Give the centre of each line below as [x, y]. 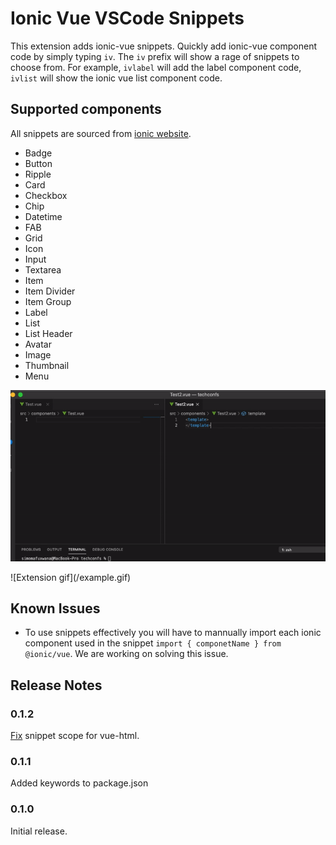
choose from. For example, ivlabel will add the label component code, [156, 67]
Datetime [43, 216]
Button [38, 163]
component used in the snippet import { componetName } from [153, 643]
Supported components [86, 109]
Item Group [48, 301]
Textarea [43, 269]
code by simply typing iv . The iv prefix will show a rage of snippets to [155, 56]
